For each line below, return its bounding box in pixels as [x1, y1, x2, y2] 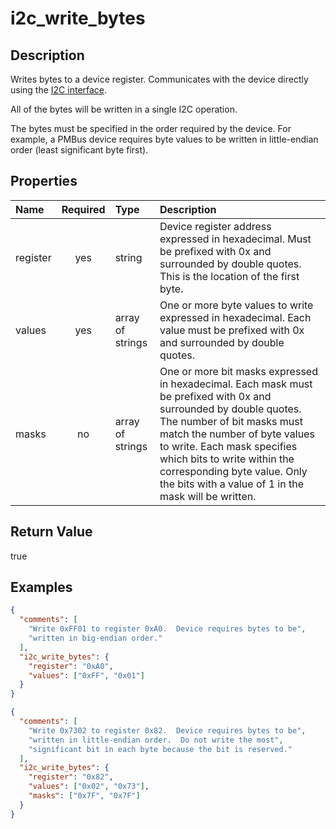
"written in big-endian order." [28, 633, 163, 644]
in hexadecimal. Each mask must [159, 377, 313, 391]
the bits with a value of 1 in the [159, 477, 305, 491]
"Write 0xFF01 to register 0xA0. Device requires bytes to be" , [28, 624, 307, 634]
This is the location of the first [159, 269, 300, 283]
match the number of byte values [159, 427, 315, 441]
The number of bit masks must [159, 414, 303, 428]
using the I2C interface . [10, 84, 108, 96]
